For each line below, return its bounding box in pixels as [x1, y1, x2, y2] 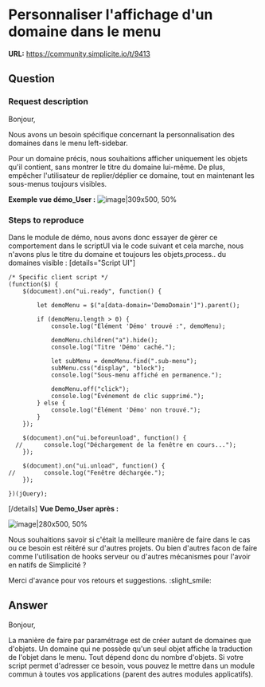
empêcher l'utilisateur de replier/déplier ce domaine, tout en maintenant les [8, 170, 255, 180]
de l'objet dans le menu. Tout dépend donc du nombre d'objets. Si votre [8, 652, 244, 661]
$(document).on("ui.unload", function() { [22, 461, 166, 470]
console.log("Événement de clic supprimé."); [50, 392, 205, 400]
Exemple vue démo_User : [8, 194, 96, 204]
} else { [37, 399, 66, 407]
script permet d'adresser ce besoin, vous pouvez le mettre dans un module [8, 661, 255, 670]
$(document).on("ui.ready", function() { [22, 287, 162, 295]
